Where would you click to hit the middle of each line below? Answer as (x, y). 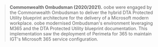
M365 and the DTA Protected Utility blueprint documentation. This (78, 28)
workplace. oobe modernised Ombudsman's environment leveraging (81, 23)
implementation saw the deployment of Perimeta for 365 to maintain (81, 34)
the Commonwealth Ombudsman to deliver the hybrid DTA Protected (81, 12)
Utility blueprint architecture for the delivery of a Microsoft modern (79, 18)
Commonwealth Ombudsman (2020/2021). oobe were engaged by (81, 7)
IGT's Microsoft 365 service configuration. (54, 39)
